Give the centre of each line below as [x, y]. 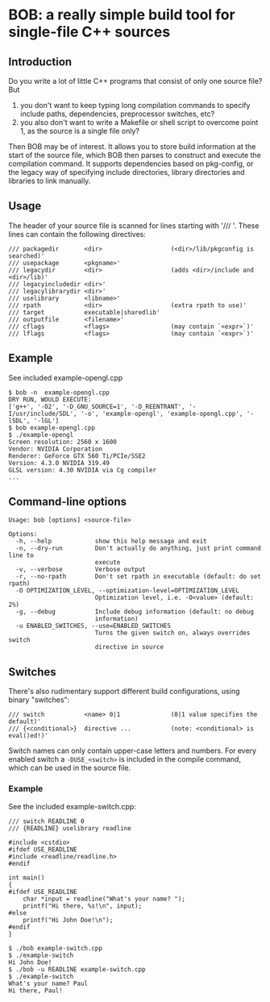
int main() [27, 877]
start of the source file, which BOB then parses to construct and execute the [135, 155]
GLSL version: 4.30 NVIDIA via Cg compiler [83, 470]
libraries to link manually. [50, 181]
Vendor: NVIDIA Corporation [56, 449]
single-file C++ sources [89, 32]
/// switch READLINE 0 [46, 821]
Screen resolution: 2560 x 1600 [62, 442]
